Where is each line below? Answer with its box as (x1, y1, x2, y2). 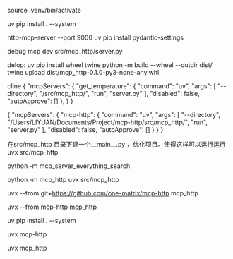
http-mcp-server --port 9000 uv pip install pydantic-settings (7, 33, 184, 42)
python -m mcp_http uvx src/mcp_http (7, 176, 120, 183)
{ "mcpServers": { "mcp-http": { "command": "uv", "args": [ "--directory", (7, 111, 221, 119)
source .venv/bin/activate (7, 6, 81, 14)
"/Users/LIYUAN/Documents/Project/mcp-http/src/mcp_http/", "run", (7, 118, 208, 126)
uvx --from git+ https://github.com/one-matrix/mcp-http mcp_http (7, 189, 199, 197)
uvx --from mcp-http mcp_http (7, 203, 97, 211)
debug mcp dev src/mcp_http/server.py (7, 47, 123, 55)
